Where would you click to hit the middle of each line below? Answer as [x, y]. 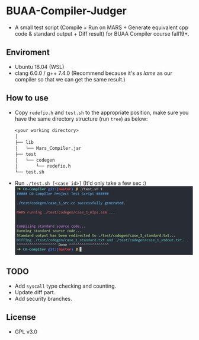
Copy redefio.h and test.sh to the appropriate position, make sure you [102, 112]
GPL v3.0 [26, 332]
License [21, 317]
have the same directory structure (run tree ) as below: [81, 119]
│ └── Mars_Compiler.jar [48, 148]
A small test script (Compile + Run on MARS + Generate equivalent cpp [101, 27]
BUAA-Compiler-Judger [67, 11]
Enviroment [28, 53]
